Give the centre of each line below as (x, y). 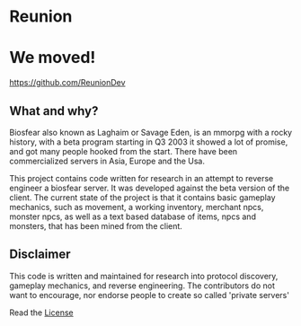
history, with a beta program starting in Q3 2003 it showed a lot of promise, (149, 142)
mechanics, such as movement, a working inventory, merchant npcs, (137, 207)
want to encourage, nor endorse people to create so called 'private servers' (150, 295)
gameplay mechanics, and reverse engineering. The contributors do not (142, 286)
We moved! (53, 58)
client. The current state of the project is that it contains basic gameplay (142, 197)
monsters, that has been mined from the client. (96, 225)
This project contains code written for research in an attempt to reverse (142, 178)
